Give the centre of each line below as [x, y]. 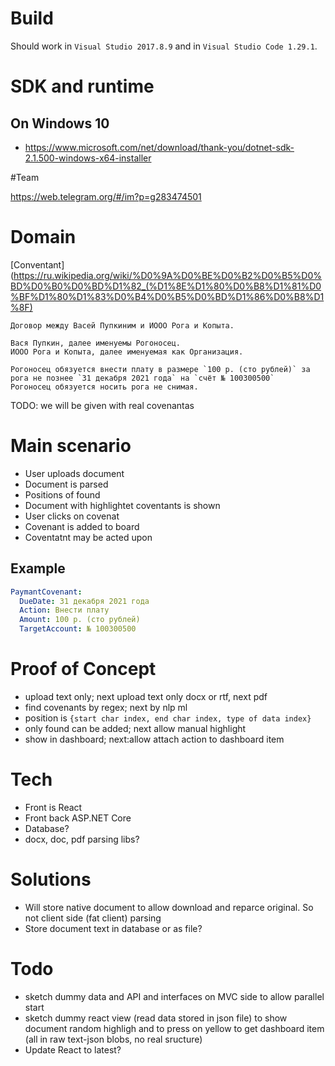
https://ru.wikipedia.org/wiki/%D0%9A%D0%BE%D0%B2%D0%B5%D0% [167, 275]
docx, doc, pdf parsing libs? [82, 839]
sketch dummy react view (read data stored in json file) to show [156, 1018]
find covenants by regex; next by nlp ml [106, 707]
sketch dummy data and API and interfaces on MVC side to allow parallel [174, 996]
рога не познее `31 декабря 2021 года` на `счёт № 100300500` [142, 378]
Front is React [53, 807]
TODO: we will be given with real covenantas [102, 405]
